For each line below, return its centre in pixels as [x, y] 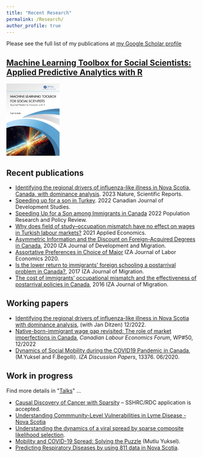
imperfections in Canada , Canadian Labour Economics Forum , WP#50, [104, 337]
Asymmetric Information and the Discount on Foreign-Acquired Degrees [105, 239]
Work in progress [40, 376]
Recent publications [45, 173]
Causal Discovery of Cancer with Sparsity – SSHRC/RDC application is [103, 402]
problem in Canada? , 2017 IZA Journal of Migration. [80, 271]
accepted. [28, 409]
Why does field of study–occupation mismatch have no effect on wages [105, 226]
